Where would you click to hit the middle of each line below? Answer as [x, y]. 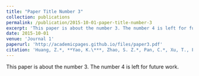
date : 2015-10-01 [28, 34]
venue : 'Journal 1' [30, 39]
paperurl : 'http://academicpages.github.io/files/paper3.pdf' [84, 45]
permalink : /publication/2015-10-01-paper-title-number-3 [79, 22]
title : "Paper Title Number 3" [45, 11]
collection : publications [38, 17]
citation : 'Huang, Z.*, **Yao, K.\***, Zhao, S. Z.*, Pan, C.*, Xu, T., [98, 50]
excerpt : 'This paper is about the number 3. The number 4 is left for [96, 28]
